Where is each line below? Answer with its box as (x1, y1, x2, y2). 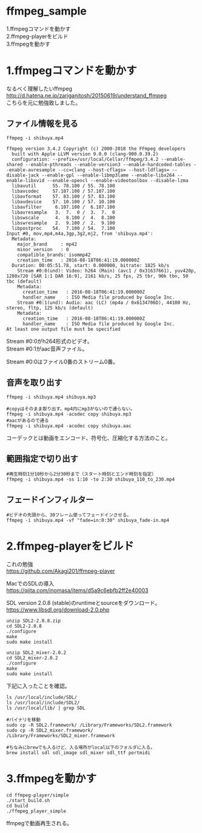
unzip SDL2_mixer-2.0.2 (6, 650, 67, 656)
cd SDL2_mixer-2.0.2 (6, 655, 59, 661)
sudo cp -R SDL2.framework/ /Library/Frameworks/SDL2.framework (6, 722, 172, 729)
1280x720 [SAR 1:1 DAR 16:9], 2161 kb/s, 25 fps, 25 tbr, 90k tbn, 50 (6, 273, 189, 279)
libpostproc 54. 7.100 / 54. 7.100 (12, 225, 115, 231)
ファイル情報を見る (6, 118, 78, 129)
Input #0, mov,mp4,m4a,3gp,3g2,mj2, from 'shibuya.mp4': (6, 231, 153, 237)
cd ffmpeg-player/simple (6, 792, 69, 798)
